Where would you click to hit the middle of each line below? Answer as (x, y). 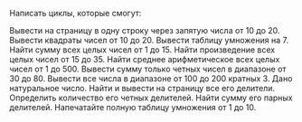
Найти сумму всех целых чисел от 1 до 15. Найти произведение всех (142, 50)
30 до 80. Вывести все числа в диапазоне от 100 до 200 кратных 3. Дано (151, 79)
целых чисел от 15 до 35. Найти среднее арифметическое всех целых (145, 59)
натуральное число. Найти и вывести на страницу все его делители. (142, 88)
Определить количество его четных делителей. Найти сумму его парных (151, 98)
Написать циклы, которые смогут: (75, 13)
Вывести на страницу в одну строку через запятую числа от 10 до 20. (145, 30)
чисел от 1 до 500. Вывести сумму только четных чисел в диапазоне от (148, 69)
